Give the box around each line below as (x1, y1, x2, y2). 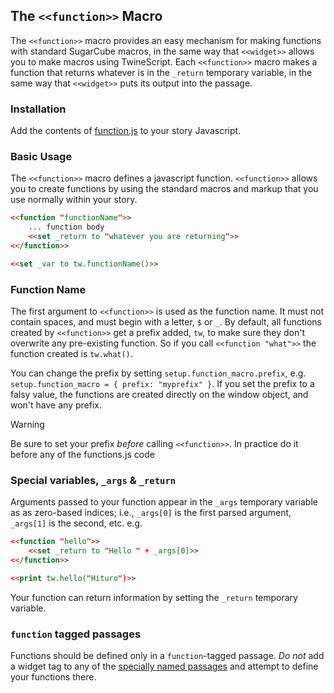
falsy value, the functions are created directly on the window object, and (10, 389, 309, 401)
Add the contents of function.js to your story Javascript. (10, 125, 242, 137)
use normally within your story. (10, 194, 138, 206)
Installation (10, 102, 67, 116)
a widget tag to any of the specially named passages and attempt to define (10, 660, 319, 673)
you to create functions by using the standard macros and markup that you (10, 183, 319, 195)
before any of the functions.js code (10, 449, 155, 461)
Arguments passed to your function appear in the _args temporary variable (10, 496, 318, 508)
